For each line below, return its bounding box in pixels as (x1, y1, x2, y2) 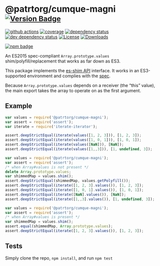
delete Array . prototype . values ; (5, 169, 71, 174)
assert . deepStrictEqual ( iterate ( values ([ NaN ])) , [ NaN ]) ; (5, 142, 124, 147)
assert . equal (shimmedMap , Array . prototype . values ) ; (5, 224, 113, 229)
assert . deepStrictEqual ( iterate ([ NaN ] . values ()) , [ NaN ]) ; (5, 192, 126, 197)
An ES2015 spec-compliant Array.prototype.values (5, 53, 109, 59)
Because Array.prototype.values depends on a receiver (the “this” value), (5, 82, 156, 88)
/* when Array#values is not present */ (5, 165, 89, 170)
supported (5, 73, 26, 79)
